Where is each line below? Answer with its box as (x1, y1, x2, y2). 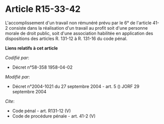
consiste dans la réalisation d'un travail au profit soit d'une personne (9, 25, 148, 31)
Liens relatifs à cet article (5, 45, 58, 51)
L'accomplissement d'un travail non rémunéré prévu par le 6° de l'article (5, 20, 152, 26)
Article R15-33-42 (5, 3, 81, 15)
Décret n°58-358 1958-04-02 (12, 64, 73, 70)
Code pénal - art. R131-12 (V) (12, 108, 71, 114)
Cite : (5, 98, 15, 104)
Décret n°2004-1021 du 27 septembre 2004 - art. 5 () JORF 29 (12, 83, 139, 89)
